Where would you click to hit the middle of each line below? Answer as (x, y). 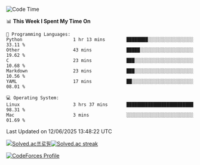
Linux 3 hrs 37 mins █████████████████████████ (100, 105)
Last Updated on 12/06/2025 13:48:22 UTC (59, 131)
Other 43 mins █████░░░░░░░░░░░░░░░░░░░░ (100, 50)
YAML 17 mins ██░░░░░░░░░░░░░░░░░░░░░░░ (100, 81)
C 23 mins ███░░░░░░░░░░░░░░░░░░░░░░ (100, 60)
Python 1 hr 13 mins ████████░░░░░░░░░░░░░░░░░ (100, 39)
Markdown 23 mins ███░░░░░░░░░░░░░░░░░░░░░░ (100, 71)
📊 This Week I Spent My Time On (48, 21)
